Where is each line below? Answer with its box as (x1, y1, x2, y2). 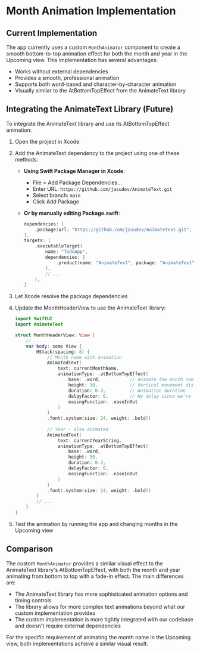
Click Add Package (32, 198, 79, 205)
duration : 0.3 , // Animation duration (68, 388, 186, 394)
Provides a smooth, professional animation (14, 75, 120, 81)
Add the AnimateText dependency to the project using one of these (14, 149, 180, 156)
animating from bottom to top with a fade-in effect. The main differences (6, 572, 184, 580)
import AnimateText (14, 321, 64, 327)
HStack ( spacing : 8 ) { (36, 349, 90, 355)
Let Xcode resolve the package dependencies (14, 293, 128, 300)
